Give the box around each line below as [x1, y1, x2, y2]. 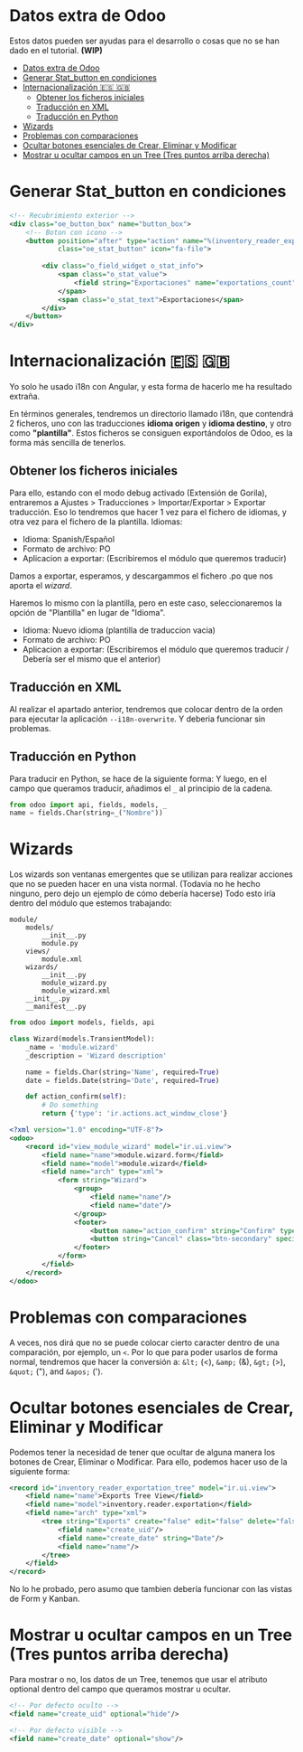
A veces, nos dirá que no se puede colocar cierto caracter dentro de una [9, 1337, 280, 1348]
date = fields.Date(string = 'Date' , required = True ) [25, 1076, 220, 1085]
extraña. [9, 391, 41, 402]
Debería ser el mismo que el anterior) [22, 653, 161, 664]
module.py [41, 939, 78, 948]
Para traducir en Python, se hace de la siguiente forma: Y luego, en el [9, 773, 268, 784]
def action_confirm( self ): [25, 1092, 127, 1101]
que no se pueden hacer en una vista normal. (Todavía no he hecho [9, 879, 261, 890]
